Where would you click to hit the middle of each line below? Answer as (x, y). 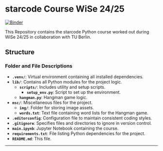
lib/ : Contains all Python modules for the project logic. (67, 82)
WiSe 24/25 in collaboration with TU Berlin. (48, 37)
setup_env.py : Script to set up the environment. (74, 92)
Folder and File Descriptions (39, 66)
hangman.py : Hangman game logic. (53, 97)
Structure (20, 52)
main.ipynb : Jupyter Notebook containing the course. (65, 128)
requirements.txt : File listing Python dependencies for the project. (79, 133)
